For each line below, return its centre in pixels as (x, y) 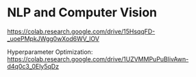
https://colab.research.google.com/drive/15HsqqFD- (81, 31)
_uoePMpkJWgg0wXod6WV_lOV (53, 38)
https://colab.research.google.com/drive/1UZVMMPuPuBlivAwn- (98, 59)
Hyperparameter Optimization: (50, 52)
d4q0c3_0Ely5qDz (33, 66)
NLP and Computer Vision (82, 13)
